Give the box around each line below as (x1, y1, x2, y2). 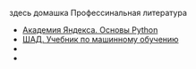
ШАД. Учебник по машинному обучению (21, 34, 179, 44)
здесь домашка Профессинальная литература (9, 8, 188, 18)
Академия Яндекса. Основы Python (21, 25, 158, 34)
